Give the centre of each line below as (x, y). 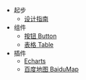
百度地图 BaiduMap (51, 69)
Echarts (35, 61)
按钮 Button (40, 36)
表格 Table (39, 44)
